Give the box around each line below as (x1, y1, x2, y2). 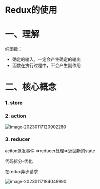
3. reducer (5, 136, 30, 143)
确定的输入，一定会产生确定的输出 (12, 56, 81, 62)
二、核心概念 (5, 81, 57, 93)
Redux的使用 (5, 4, 58, 16)
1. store (5, 99, 23, 106)
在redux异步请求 (5, 168, 38, 174)
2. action (5, 112, 26, 119)
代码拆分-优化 (5, 158, 33, 164)
